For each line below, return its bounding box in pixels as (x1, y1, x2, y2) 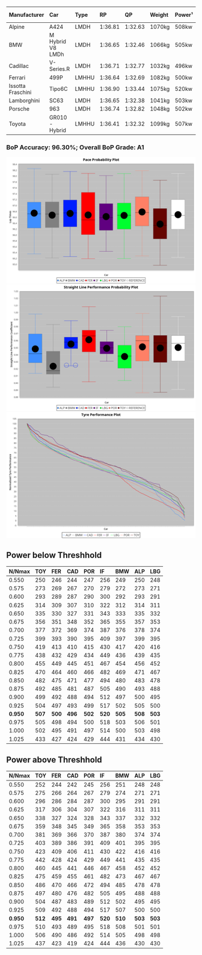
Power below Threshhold (6, 550, 102, 560)
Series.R (49, 66, 70, 73)
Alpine (8, 23, 25, 30)
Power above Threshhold (6, 755, 102, 765)
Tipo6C (49, 85, 68, 93)
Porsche (8, 105, 30, 113)
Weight (150, 11, 169, 18)
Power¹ (174, 11, 194, 18)
